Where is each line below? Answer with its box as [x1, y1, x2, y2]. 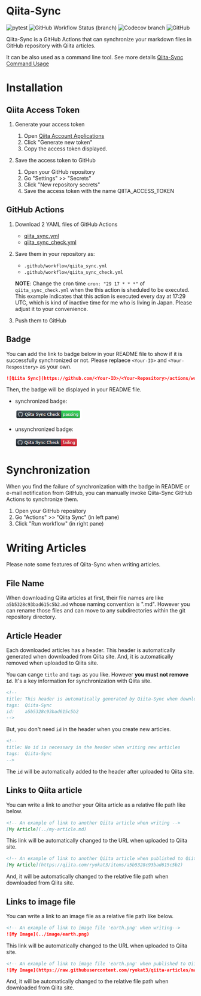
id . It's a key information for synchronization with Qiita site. [6, 677, 152, 684]
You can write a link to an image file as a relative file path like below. [6, 912, 174, 919]
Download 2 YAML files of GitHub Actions [14, 221, 118, 228]
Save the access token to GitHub [14, 156, 96, 164]
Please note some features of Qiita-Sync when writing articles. [6, 561, 161, 568]
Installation [6, 81, 63, 95]
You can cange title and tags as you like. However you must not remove [6, 671, 189, 678]
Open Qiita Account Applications [23, 132, 105, 139]
